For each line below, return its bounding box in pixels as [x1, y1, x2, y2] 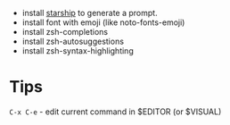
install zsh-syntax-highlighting [21, 46, 134, 56]
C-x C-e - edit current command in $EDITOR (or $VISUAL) [9, 106, 222, 117]
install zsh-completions [21, 27, 109, 37]
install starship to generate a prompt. [21, 8, 158, 18]
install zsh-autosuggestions [21, 36, 125, 46]
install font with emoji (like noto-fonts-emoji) [21, 17, 185, 28]
